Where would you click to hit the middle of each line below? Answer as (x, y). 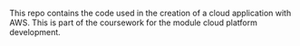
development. (35, 32)
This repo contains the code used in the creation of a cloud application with (150, 13)
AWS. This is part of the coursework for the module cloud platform (134, 23)
